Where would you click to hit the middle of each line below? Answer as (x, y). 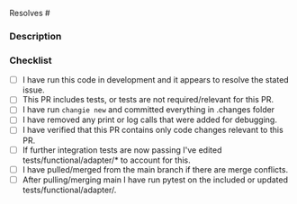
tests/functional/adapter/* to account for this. (106, 160)
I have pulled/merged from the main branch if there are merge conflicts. (155, 169)
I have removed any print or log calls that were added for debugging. (149, 120)
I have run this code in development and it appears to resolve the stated (156, 80)
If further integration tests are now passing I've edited (122, 150)
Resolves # (30, 13)
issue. (33, 90)
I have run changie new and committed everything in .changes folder (148, 110)
